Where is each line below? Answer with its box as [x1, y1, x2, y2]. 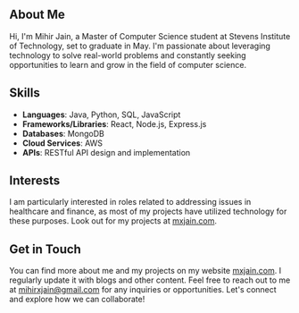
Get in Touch [9, 241, 82, 257]
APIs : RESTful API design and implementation [21, 147, 191, 157]
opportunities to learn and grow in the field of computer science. [9, 59, 247, 70]
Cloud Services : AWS [21, 138, 104, 148]
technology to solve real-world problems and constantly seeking [9, 49, 247, 61]
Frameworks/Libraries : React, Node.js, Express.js [21, 118, 207, 129]
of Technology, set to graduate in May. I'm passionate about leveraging [9, 40, 270, 51]
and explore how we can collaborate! [9, 294, 145, 305]
